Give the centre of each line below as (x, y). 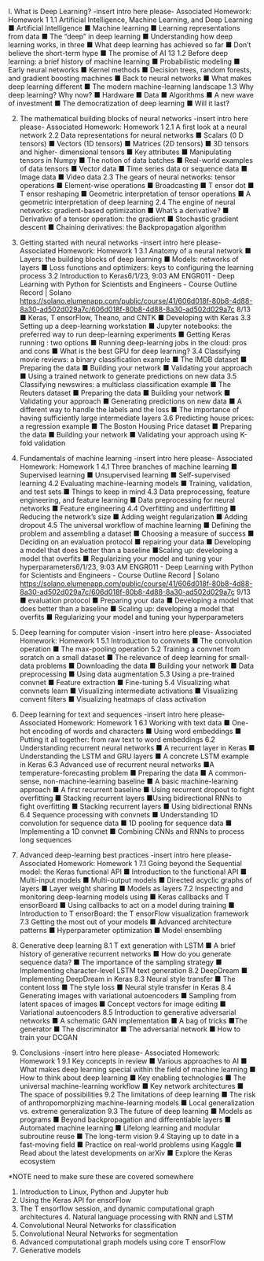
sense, (30, 781)
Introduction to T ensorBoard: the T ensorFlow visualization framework (134, 913)
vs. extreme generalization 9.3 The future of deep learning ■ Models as (136, 1111)
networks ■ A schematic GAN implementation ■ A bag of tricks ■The (133, 1021)
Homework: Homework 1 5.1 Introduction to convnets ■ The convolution (136, 641)
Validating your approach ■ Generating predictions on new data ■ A (130, 401)
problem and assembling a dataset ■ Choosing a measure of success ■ (137, 533)
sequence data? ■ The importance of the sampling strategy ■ (121, 962)
